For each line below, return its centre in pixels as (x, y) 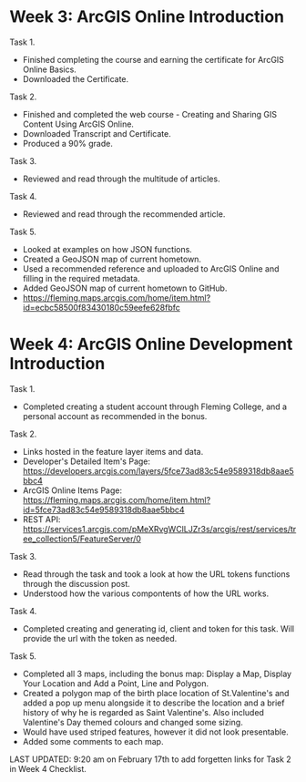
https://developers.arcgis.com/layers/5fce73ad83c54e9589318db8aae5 (158, 470)
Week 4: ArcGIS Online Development (151, 345)
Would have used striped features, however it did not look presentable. (155, 732)
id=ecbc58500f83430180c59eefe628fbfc (101, 307)
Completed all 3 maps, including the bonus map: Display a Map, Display (157, 674)
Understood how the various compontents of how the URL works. (146, 593)
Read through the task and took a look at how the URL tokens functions (156, 574)
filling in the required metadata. (81, 278)
